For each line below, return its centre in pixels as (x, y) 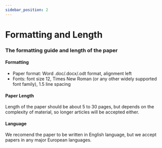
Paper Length (20, 95)
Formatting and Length (54, 34)
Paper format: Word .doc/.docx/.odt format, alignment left (72, 73)
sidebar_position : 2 (27, 10)
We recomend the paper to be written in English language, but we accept (81, 135)
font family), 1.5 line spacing (42, 84)
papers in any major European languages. (48, 140)
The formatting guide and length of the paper (62, 50)
